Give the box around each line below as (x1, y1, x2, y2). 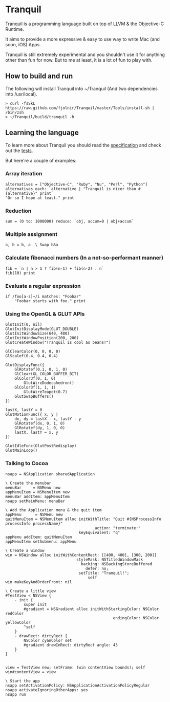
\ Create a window (5, 548, 45, 553)
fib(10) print (5, 270, 36, 275)
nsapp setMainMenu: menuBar (5, 498, 66, 504)
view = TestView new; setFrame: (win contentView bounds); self (5, 664, 145, 670)
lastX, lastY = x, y (14, 430, 58, 435)
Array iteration (5, 170, 42, 177)
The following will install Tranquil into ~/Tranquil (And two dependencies (5, 85, 158, 91)
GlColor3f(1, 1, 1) (14, 385, 56, 390)
